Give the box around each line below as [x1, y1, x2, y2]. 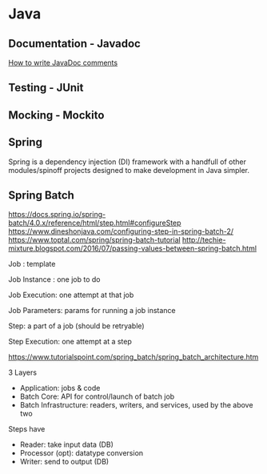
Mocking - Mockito [8, 108, 105, 122]
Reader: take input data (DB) [19, 440, 114, 449]
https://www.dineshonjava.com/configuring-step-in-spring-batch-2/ [8, 227, 234, 236]
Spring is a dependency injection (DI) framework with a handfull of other [8, 157, 246, 167]
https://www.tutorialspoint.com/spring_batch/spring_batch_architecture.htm [8, 352, 259, 362]
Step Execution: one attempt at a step [8, 337, 132, 347]
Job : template [8, 259, 56, 269]
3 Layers [8, 368, 38, 377]
